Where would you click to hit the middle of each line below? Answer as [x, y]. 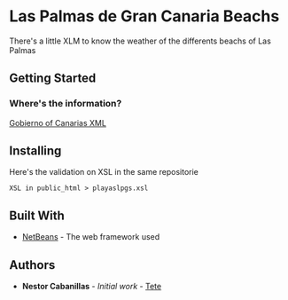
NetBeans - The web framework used [91, 237]
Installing [35, 151]
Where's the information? [66, 104]
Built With [37, 215]
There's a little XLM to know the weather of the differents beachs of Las [140, 41]
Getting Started [53, 79]
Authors [32, 265]
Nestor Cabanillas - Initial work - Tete [92, 287]
